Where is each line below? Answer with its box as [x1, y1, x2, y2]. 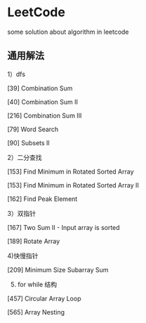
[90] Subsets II [7, 138, 51, 147]
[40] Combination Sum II [7, 97, 79, 106]
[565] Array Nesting [7, 307, 65, 316]
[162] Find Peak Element [7, 195, 78, 203]
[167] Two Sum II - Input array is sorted [7, 223, 121, 231]
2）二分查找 [7, 153, 42, 161]
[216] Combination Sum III [7, 111, 82, 120]
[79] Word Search [7, 125, 59, 133]
